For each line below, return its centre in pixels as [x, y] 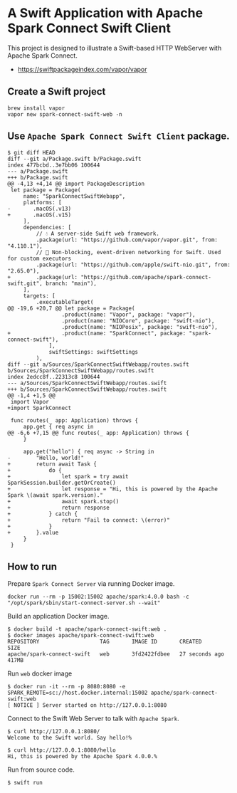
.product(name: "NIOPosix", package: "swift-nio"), [140, 327]
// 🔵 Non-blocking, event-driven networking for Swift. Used [128, 252]
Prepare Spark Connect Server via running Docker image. [91, 584]
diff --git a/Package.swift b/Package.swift [74, 159]
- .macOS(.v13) [39, 209]
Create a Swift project [57, 91]
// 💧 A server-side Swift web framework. [98, 233]
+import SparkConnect [39, 408]
